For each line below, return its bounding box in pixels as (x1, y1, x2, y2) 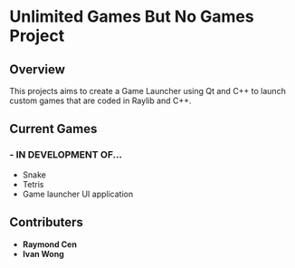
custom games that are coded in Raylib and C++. (9, 95, 192, 106)
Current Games (9, 121, 98, 137)
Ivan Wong (22, 248, 65, 259)
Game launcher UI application (22, 188, 134, 199)
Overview (9, 62, 66, 77)
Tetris (22, 178, 44, 189)
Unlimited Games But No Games (9, 6, 255, 27)
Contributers (9, 215, 84, 230)
